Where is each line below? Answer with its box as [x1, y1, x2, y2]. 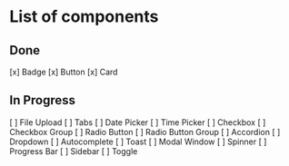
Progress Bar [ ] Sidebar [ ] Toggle [9, 145, 138, 156]
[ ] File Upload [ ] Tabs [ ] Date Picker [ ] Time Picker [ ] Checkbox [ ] [9, 116, 266, 128]
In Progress [9, 93, 75, 108]
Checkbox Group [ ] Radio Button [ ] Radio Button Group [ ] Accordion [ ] [9, 126, 281, 137]
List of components [9, 6, 159, 27]
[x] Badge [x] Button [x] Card [9, 66, 118, 77]
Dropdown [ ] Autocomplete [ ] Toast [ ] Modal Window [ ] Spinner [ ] [9, 136, 267, 147]
